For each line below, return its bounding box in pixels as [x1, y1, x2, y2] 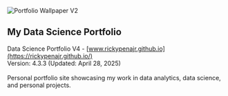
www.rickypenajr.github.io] [88, 45, 166, 53]
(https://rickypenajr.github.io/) [7, 51, 93, 60]
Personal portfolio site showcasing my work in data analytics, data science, [7, 73, 221, 82]
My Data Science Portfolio [7, 26, 122, 38]
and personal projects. [7, 81, 71, 89]
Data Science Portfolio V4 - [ [7, 45, 89, 53]
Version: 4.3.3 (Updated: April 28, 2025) [7, 59, 121, 67]
